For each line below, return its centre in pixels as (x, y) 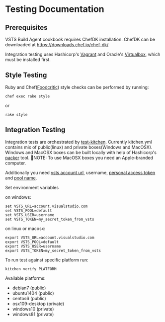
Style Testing (26, 75)
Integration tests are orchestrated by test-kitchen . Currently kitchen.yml (79, 142)
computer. (16, 163)
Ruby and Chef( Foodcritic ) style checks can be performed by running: (77, 87)
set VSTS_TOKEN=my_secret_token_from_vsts (50, 219)
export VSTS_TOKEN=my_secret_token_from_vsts (53, 250)
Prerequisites (26, 28)
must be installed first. (28, 60)
